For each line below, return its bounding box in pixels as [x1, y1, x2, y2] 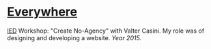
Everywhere [7, 4, 77, 20]
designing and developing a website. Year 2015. [7, 33, 142, 42]
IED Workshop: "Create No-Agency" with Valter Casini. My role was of [7, 27, 205, 35]
